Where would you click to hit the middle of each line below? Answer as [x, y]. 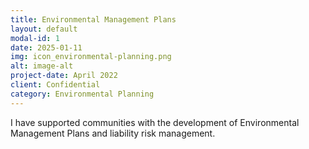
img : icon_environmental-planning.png [91, 57]
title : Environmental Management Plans [93, 19]
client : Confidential [55, 85]
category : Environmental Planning [82, 94]
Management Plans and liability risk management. [113, 133]
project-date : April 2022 [64, 76]
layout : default [44, 29]
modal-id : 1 [35, 38]
